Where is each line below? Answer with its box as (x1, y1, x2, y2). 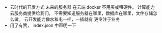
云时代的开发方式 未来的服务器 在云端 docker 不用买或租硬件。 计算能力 (9, 4, 155, 10)
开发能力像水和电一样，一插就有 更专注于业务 (28, 16, 120, 22)
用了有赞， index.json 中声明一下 (9, 22, 76, 28)
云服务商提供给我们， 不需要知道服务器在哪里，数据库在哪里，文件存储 (9, 10, 153, 16)
